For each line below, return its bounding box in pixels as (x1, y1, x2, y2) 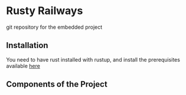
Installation (6, 40, 48, 50)
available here (6, 62, 40, 69)
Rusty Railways (6, 4, 83, 18)
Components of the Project (6, 79, 107, 89)
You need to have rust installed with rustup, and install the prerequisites (6, 56, 180, 63)
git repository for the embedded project (6, 23, 103, 30)
